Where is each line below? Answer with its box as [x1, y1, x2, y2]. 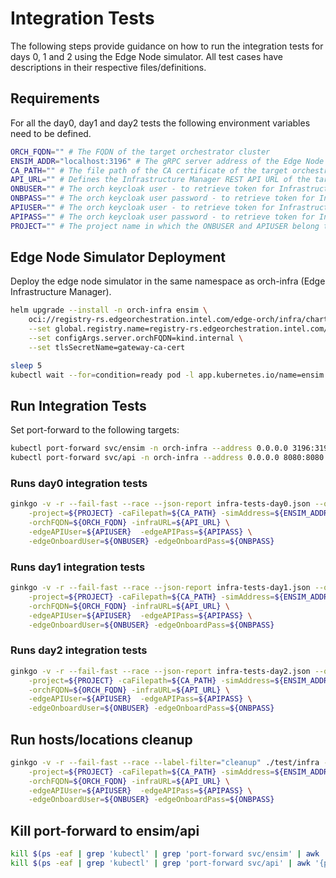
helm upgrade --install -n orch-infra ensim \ [10, 305, 208, 316]
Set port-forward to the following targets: [10, 424, 180, 436]
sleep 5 [10, 360, 43, 371]
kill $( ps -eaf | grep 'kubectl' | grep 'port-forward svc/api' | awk [10, 858, 311, 869]
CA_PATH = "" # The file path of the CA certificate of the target [10, 165, 288, 176]
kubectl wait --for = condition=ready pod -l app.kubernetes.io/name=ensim [10, 370, 325, 380]
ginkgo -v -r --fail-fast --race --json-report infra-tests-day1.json [10, 583, 311, 593]
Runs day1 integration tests [10, 560, 146, 574]
